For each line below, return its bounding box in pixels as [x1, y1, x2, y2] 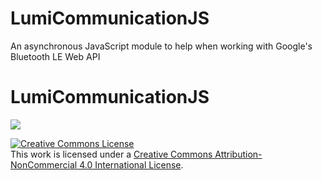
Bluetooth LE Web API [10, 50, 101, 62]
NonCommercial [10, 158, 78, 171]
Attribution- [214, 148, 263, 160]
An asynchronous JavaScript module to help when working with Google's [10, 40, 313, 52]
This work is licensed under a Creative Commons [10, 148, 213, 160]
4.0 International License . [79, 158, 184, 171]
